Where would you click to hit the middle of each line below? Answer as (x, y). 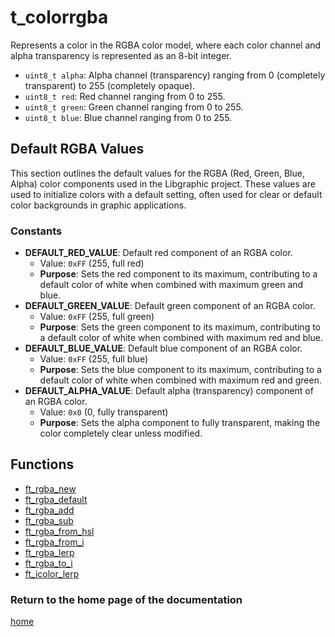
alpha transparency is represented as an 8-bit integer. (121, 55)
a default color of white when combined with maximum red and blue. (181, 338)
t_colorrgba (59, 17)
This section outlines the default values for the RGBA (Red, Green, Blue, (157, 173)
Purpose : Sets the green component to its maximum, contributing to (180, 327)
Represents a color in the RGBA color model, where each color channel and (166, 45)
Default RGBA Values (77, 149)
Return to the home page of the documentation (126, 599)
